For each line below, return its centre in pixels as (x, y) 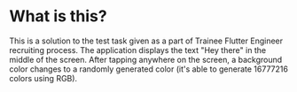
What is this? (59, 16)
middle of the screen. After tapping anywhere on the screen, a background (146, 59)
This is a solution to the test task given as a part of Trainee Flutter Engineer (146, 41)
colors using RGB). (43, 78)
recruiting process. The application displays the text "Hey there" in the (138, 50)
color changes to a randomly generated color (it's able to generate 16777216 (148, 69)
